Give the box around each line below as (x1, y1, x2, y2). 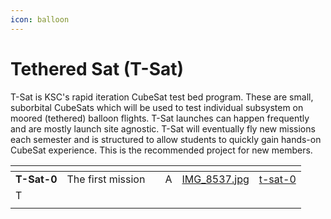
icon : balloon (10, 14, 70, 25)
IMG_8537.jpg (181, 172, 250, 186)
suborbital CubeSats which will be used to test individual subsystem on (10, 101, 304, 113)
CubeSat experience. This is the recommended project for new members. (10, 144, 313, 156)
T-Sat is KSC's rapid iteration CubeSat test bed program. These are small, (10, 91, 314, 103)
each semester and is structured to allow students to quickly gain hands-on (10, 133, 322, 145)
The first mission (66, 172, 146, 186)
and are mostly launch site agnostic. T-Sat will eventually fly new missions (10, 122, 316, 135)
